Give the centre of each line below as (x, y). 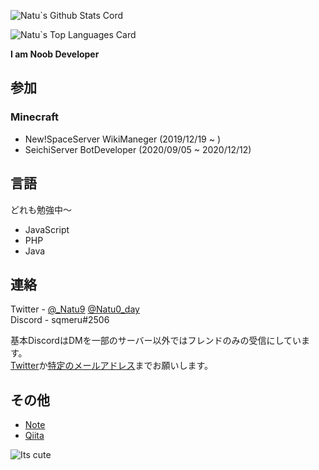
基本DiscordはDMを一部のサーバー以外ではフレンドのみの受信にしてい (156, 341)
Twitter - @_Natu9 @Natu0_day (75, 309)
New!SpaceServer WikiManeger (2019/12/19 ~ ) (123, 139)
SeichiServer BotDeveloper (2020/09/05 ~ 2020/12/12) (138, 149)
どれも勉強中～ (41, 209)
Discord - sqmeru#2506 (60, 320)
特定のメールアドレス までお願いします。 (130, 366)
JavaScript (47, 229)
